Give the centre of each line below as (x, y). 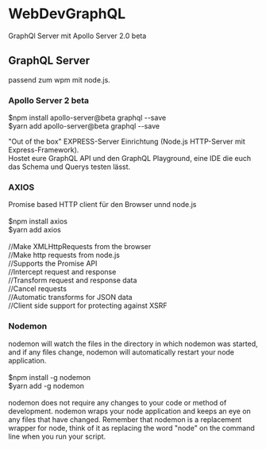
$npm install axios (38, 221)
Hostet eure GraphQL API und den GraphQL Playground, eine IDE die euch (130, 159)
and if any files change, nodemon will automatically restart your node (121, 352)
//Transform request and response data (73, 280)
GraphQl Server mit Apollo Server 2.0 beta (77, 36)
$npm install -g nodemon (50, 377)
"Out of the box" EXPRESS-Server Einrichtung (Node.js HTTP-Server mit (127, 142)
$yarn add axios (35, 230)
